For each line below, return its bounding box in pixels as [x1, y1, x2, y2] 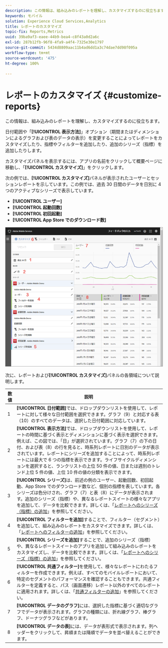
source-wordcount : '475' [5, 56, 57, 61]
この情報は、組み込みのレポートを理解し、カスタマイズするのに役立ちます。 [5, 118, 162, 124]
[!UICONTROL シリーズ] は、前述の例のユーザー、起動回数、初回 [16, 477, 149, 483]
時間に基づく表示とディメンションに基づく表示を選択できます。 [29, 432, 161, 438]
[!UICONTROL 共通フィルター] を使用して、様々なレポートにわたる [16, 563, 153, 569]
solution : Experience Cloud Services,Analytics [5, 19, 106, 24]
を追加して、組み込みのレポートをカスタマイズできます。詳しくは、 [16, 522, 156, 528]
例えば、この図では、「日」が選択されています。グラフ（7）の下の [16, 438, 152, 444]
